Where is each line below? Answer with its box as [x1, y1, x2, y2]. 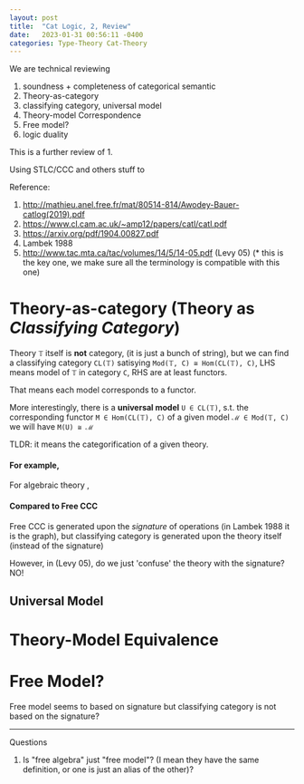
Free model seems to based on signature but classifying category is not [9, 702, 277, 712]
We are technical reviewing [9, 63, 110, 74]
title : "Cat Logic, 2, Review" [9, 22, 131, 31]
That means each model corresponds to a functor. [9, 384, 196, 395]
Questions [9, 737, 48, 748]
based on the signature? [9, 711, 100, 721]
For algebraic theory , [9, 479, 90, 490]
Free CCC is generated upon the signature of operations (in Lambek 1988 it [9, 520, 290, 531]
